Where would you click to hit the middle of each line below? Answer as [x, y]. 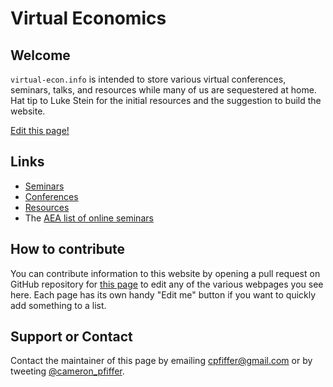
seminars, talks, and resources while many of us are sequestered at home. [163, 90]
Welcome [40, 55]
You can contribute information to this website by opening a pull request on [165, 273]
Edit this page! [40, 130]
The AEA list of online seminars [89, 218]
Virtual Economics [88, 18]
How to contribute [68, 249]
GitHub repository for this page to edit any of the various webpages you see [167, 284]
